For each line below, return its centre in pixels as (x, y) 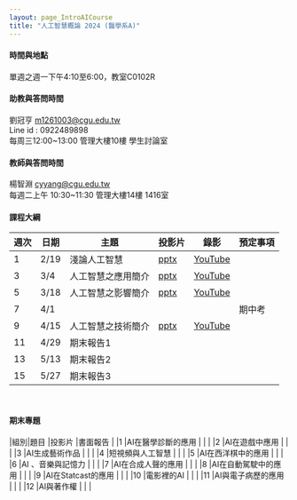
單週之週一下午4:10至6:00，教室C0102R (82, 76)
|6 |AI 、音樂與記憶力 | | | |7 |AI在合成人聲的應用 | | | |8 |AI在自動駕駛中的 (141, 464)
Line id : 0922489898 (49, 130)
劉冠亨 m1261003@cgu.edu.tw (65, 120)
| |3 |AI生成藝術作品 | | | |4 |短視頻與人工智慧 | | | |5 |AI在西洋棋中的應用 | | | (146, 453)
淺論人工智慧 (96, 260)
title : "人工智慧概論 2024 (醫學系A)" (74, 26)
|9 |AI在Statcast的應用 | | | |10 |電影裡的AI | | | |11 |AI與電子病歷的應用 (159, 475)
